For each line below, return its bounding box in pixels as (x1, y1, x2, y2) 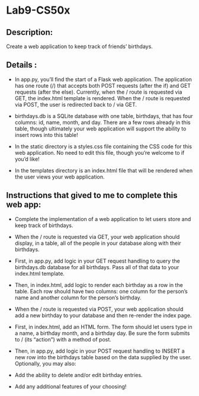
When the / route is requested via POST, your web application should (14, 305, 184, 312)
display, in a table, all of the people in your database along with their (14, 239, 182, 247)
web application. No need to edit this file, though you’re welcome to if (14, 149, 185, 156)
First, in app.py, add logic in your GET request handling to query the (14, 257, 181, 264)
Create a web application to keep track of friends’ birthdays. (6, 43, 153, 50)
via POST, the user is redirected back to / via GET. (14, 101, 137, 108)
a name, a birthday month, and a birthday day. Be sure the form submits (14, 330, 190, 337)
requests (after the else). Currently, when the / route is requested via (14, 88, 182, 95)
